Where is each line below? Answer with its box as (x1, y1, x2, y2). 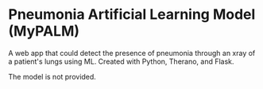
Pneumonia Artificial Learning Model (8, 6, 256, 24)
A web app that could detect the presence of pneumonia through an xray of (8, 48, 256, 57)
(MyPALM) (8, 22, 80, 40)
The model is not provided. (8, 72, 97, 81)
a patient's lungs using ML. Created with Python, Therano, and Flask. (8, 57, 234, 66)
